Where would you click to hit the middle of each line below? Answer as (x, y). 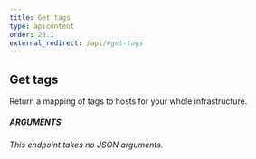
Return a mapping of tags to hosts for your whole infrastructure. (128, 101)
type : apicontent (42, 26)
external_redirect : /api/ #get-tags (76, 43)
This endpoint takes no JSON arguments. (86, 145)
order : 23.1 (32, 34)
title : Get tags (40, 18)
